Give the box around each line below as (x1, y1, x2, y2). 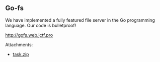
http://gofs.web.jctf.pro (5, 32, 53, 38)
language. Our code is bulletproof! (5, 22, 76, 28)
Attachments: (5, 42, 33, 48)
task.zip (12, 51, 29, 57)
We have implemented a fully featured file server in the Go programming (5, 17, 155, 23)
